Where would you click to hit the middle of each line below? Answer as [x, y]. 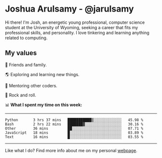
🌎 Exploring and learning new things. [42, 74]
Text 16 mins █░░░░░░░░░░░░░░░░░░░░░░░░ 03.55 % [74, 137]
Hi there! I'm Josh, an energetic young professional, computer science [75, 22]
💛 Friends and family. [26, 64]
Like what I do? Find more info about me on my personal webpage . [71, 150]
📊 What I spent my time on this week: [44, 105]
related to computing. [26, 38]
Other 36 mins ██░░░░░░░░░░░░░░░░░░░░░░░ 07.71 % [74, 128]
